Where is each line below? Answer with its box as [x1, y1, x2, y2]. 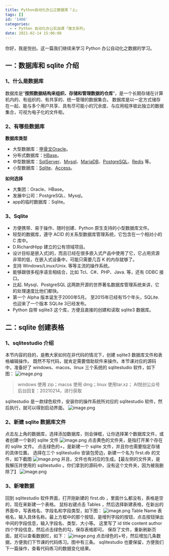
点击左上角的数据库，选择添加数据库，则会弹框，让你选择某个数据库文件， [5, 431, 159, 437]
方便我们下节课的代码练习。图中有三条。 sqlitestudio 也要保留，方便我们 [14, 539, 164, 545]
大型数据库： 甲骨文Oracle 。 [12, 146, 71, 152]
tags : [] [5, 12, 24, 17]
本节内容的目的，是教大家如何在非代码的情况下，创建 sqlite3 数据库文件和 [5, 352, 158, 358]
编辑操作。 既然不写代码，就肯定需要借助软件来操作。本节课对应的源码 [9, 358, 156, 364]
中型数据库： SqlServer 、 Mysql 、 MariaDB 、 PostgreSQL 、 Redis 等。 [12, 158, 154, 164]
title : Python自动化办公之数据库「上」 [5, 7, 79, 13]
